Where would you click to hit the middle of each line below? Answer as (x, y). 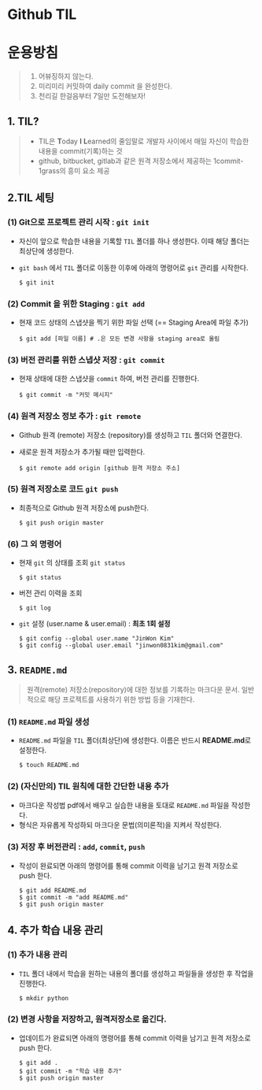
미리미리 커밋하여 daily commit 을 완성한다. (105, 86)
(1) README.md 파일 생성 (48, 721)
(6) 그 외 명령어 (35, 543)
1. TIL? (23, 121)
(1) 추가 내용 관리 (37, 955)
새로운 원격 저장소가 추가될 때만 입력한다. (82, 451)
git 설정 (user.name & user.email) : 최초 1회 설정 (94, 624)
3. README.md (37, 670)
